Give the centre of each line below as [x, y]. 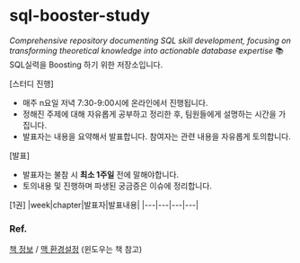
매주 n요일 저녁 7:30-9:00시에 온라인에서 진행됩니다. [115, 102]
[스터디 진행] [31, 83]
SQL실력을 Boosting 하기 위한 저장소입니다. [86, 65]
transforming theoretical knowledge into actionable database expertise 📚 [147, 50]
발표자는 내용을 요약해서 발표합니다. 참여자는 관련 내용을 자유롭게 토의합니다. [157, 136]
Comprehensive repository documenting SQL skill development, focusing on [150, 40]
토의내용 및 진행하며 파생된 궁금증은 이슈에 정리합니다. [117, 186]
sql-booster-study [79, 16]
